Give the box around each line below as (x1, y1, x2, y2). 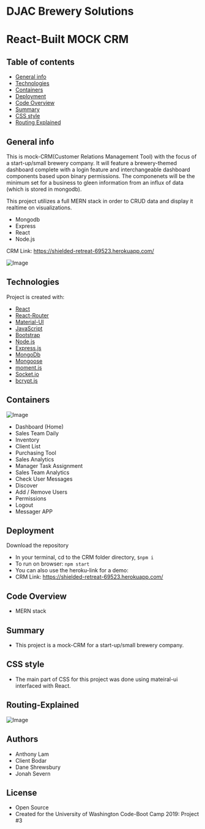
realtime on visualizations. (6, 204, 72, 211)
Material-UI (15, 318, 44, 325)
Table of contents (6, 56, 75, 67)
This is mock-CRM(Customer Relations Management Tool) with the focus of (6, 153, 197, 160)
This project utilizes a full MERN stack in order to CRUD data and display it (6, 198, 193, 204)
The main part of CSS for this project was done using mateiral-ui (15, 675, 178, 683)
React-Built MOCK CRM (6, 33, 129, 47)
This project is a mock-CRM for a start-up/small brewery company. (15, 642, 184, 649)
